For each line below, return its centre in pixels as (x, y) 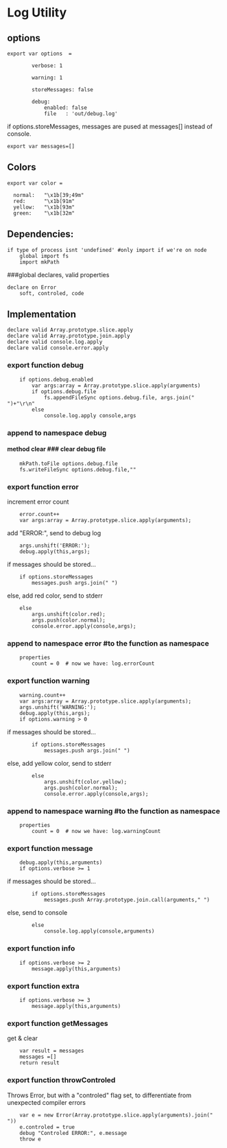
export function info (41, 948)
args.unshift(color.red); (69, 614)
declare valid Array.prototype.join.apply (69, 336)
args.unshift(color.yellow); (85, 782)
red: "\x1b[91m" (44, 201)
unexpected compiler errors (47, 1102)
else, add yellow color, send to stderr (59, 763)
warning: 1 (47, 78)
